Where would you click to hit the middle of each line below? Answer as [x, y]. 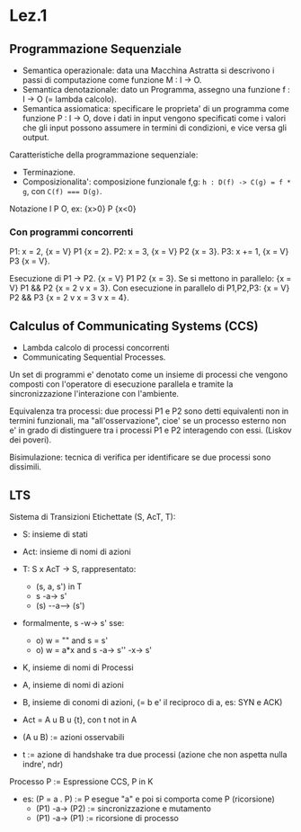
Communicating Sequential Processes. [94, 357]
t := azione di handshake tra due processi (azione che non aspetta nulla [155, 754]
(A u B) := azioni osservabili [73, 737]
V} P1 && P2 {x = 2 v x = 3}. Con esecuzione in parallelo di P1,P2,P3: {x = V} [150, 288]
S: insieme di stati [55, 534]
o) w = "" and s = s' [72, 640]
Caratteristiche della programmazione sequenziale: [104, 155]
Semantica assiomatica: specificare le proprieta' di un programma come [155, 108]
